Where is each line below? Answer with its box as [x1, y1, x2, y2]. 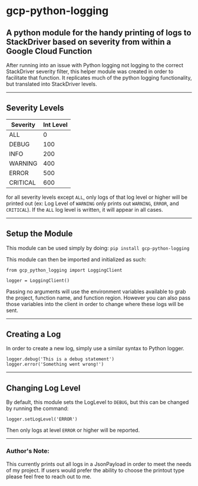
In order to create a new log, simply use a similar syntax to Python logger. [6, 345, 184, 352]
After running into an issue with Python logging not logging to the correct [6, 62, 184, 68]
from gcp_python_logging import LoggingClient [6, 267, 123, 273]
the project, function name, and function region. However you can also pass [6, 294, 190, 301]
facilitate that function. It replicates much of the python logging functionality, [6, 74, 192, 81]
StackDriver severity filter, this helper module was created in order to [6, 68, 174, 75]
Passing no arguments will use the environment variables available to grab [6, 288, 187, 295]
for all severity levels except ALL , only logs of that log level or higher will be [6, 193, 187, 201]
